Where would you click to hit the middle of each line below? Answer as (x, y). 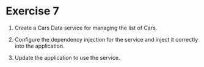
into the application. (39, 46)
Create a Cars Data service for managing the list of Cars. (86, 28)
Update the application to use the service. (67, 57)
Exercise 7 (32, 11)
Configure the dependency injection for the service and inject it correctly (106, 39)
